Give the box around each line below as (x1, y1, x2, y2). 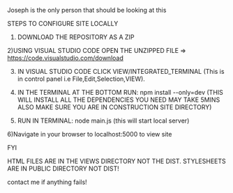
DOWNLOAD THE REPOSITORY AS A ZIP (17, 33, 135, 41)
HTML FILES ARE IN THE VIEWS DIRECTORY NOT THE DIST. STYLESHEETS (7, 157, 226, 165)
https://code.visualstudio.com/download (7, 54, 123, 62)
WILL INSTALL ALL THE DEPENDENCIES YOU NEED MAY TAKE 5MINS (17, 95, 220, 104)
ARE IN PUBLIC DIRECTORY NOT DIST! (7, 164, 120, 173)
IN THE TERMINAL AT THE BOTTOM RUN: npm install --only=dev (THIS (17, 88, 223, 96)
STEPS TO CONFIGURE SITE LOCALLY (7, 20, 119, 27)
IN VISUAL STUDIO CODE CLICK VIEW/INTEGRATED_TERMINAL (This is (17, 68, 225, 75)
